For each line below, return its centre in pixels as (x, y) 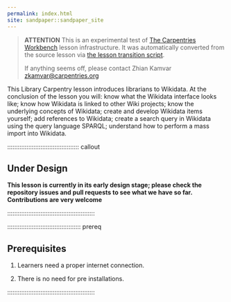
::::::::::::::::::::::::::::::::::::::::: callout (54, 146)
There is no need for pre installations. (71, 279)
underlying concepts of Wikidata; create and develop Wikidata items (105, 111)
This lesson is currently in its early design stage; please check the (105, 185)
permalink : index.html (40, 14)
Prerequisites (37, 248)
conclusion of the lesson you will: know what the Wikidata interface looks (112, 96)
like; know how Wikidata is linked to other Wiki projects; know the (101, 103)
